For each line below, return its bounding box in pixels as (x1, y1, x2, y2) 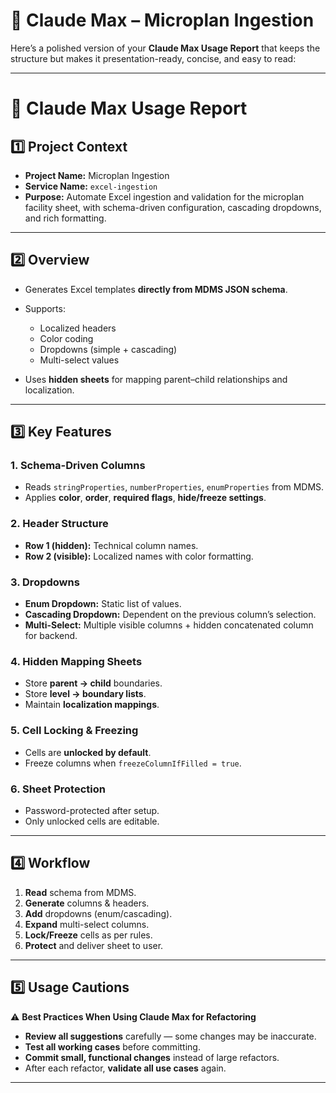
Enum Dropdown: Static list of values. (24, 598, 182, 610)
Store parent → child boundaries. (24, 677, 163, 689)
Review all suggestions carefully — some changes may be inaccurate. (24, 1030, 317, 1042)
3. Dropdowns (10, 575, 80, 589)
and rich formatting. (24, 212, 107, 224)
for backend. (24, 630, 78, 642)
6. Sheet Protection (10, 782, 106, 796)
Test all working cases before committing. (24, 1040, 201, 1053)
